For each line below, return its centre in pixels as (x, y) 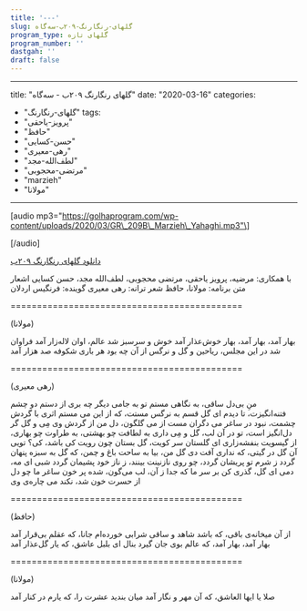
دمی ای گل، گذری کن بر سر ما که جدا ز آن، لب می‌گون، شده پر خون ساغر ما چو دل (152, 471)
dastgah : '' (33, 52)
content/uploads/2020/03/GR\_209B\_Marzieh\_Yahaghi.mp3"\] (130, 225)
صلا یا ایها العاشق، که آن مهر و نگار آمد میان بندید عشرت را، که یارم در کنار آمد (143, 596)
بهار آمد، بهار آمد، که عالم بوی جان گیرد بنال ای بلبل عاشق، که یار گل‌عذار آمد (140, 544)
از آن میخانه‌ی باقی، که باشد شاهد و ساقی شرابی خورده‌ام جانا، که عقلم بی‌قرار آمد (150, 534)
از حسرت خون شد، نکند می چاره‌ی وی (76, 481)
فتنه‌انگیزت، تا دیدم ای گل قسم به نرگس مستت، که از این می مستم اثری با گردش (148, 413)
